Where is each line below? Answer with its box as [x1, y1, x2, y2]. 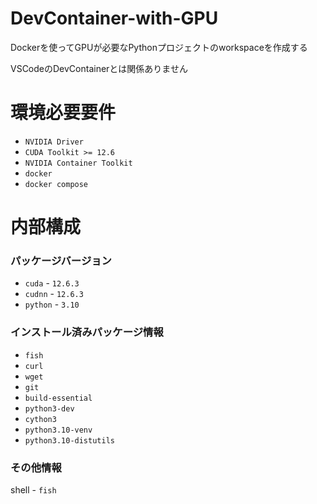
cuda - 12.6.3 [24, 277, 80, 289]
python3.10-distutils [24, 435, 115, 446]
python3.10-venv [24, 425, 93, 435]
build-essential [24, 393, 93, 403]
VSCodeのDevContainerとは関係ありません [10, 62, 188, 74]
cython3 [24, 414, 57, 424]
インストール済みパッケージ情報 [10, 325, 164, 339]
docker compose [24, 179, 89, 189]
